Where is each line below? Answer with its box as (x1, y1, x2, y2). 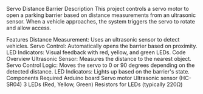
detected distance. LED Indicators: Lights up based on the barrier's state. (6, 68, 190, 75)
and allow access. (6, 24, 52, 31)
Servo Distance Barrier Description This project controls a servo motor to (6, 5, 190, 12)
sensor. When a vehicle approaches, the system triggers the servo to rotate (6, 18, 196, 25)
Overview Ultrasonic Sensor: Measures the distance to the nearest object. (6, 55, 191, 62)
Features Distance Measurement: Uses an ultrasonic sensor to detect (6, 36, 180, 43)
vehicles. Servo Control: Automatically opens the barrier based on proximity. (6, 42, 198, 49)
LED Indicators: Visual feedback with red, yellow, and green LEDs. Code (6, 49, 187, 56)
